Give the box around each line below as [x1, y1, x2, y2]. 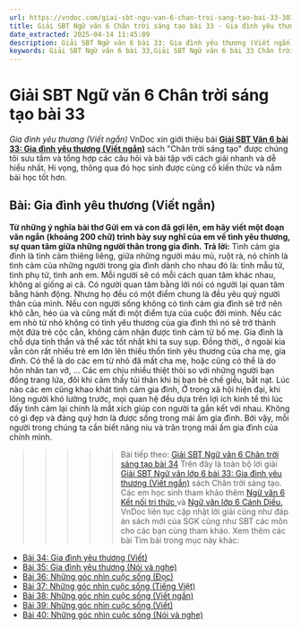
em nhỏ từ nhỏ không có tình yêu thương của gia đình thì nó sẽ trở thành [9, 317, 276, 328]
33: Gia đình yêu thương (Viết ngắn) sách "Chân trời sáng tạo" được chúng [9, 144, 288, 154]
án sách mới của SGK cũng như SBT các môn [120, 515, 288, 526]
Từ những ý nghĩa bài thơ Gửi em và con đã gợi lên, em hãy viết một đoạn [9, 222, 285, 232]
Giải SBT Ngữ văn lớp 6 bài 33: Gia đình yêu [120, 467, 282, 478]
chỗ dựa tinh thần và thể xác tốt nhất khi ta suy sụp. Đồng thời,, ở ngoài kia [9, 336, 286, 346]
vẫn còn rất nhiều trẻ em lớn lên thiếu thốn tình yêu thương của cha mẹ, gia [9, 345, 287, 356]
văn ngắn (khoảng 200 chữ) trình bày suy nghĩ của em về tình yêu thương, [9, 231, 291, 242]
